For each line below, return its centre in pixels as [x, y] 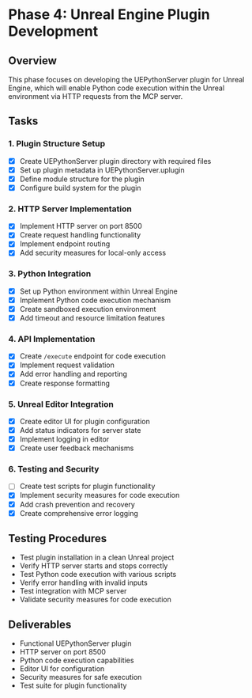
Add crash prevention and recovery [77, 504]
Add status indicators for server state [80, 430]
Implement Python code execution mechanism [95, 300]
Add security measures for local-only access [93, 253]
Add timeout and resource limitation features [92, 317]
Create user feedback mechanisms [77, 448]
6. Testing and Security [54, 469]
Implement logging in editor [64, 439]
